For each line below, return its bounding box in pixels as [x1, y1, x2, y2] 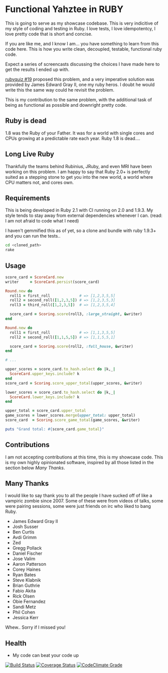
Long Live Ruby [5, 150, 54, 159]
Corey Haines [12, 566, 41, 572]
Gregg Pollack [12, 545, 42, 551]
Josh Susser [12, 524, 39, 530]
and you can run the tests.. [5, 233, 61, 239]
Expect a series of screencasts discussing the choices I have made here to [5, 61, 160, 67]
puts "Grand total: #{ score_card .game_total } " [5, 426, 104, 431]
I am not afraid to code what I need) [5, 218, 79, 224]
